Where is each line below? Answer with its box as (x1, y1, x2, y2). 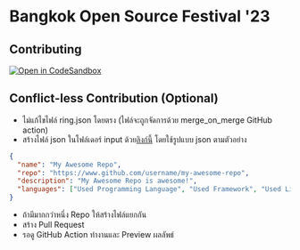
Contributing (9, 42, 82, 57)
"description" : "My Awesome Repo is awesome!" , (17, 176, 198, 186)
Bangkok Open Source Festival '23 (9, 6, 271, 27)
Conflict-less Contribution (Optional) (9, 91, 219, 106)
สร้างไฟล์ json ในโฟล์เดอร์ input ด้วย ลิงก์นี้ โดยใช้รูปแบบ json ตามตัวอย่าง (21, 133, 247, 144)
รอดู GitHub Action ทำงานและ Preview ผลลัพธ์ (21, 230, 174, 240)
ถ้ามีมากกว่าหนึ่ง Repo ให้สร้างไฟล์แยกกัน (21, 209, 147, 220)
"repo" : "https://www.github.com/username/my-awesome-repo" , (17, 168, 250, 177)
